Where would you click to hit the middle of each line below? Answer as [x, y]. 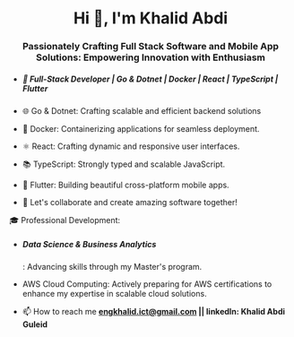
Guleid [35, 324]
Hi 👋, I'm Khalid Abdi [151, 18]
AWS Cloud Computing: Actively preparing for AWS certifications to [147, 284]
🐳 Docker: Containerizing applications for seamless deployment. [141, 129]
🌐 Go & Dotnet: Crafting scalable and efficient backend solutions [142, 111]
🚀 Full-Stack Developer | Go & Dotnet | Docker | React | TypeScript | [150, 79]
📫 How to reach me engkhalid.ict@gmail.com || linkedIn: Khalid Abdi [153, 312]
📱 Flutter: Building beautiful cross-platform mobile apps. [126, 185]
